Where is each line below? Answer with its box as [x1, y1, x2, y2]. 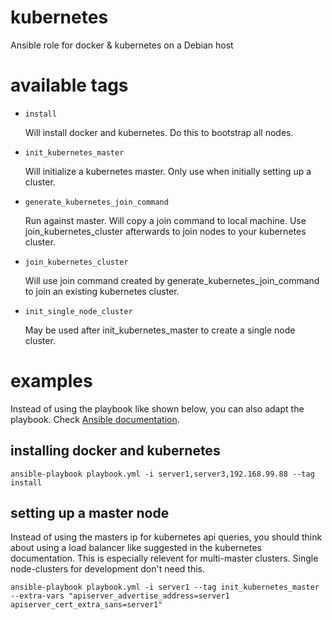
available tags [10, 74, 129, 97]
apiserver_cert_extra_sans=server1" [10, 600, 163, 610]
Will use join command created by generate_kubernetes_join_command [24, 274, 320, 286]
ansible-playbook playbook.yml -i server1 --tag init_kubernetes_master [10, 582, 320, 593]
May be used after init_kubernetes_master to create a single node [24, 324, 296, 336]
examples [10, 370, 93, 393]
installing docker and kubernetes [10, 442, 221, 460]
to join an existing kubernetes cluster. [24, 285, 180, 297]
